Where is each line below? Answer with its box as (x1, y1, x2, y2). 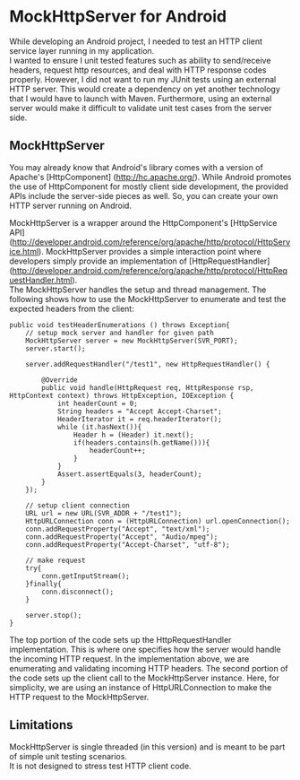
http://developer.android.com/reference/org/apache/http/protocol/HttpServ (12, 236, 291, 247)
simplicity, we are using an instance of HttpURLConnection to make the (9, 681, 272, 692)
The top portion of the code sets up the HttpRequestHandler (9, 634, 232, 645)
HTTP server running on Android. (9, 200, 133, 211)
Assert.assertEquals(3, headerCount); (56, 469, 202, 479)
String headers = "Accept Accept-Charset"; (56, 406, 222, 416)
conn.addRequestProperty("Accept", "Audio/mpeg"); (25, 532, 219, 542)
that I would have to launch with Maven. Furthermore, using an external (9, 92, 272, 104)
